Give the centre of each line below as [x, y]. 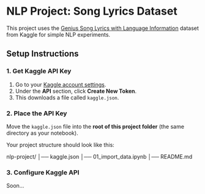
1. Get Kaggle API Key [39, 71]
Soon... [15, 186]
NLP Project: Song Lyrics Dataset [92, 11]
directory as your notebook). [42, 133]
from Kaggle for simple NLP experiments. [58, 34]
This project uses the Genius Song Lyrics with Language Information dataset [102, 28]
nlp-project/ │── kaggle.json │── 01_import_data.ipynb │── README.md [99, 156]
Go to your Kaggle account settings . [61, 84]
